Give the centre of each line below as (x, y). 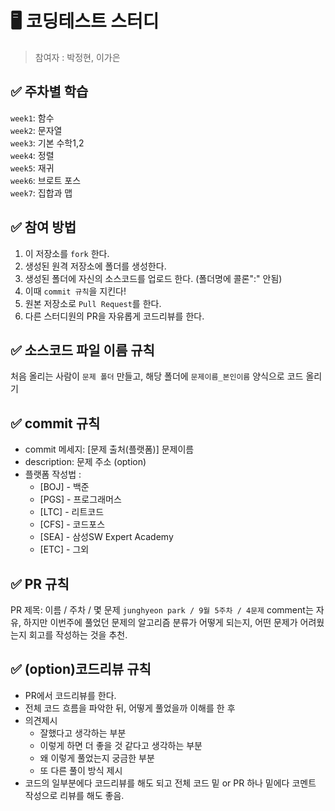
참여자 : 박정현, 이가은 (77, 57)
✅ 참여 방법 (43, 227)
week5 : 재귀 (32, 168)
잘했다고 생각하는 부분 (83, 733)
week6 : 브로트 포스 (46, 180)
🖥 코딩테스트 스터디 (85, 21)
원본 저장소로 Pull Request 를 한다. (93, 303)
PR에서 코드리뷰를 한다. (70, 695)
